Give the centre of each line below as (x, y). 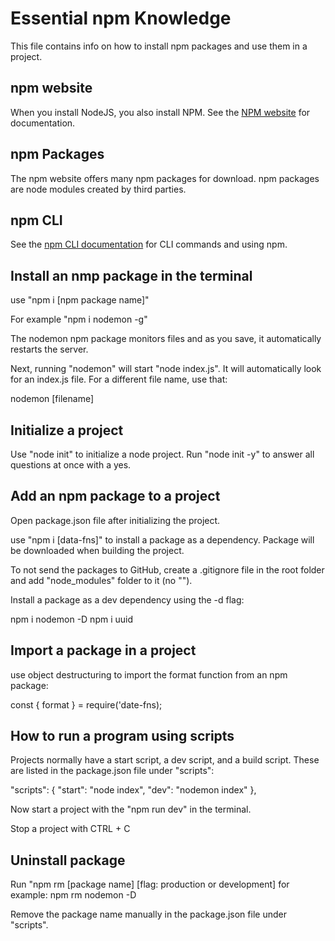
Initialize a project (67, 430)
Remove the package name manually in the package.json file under (148, 914)
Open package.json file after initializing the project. (115, 520)
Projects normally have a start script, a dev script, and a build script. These (165, 760)
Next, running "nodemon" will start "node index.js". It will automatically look (166, 369)
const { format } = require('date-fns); (86, 704)
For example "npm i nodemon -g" (79, 319)
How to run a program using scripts (122, 736)
